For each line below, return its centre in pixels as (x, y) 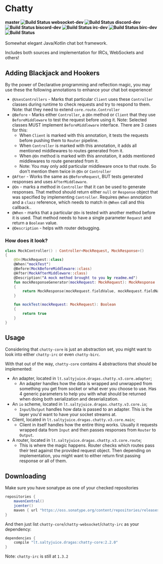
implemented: (19, 369)
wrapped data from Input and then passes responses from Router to (88, 430)
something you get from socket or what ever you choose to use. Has (88, 389)
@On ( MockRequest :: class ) (39, 260)
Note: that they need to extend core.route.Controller (66, 110)
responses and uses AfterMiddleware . (50, 182)
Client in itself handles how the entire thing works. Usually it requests (88, 425)
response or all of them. (43, 461)
